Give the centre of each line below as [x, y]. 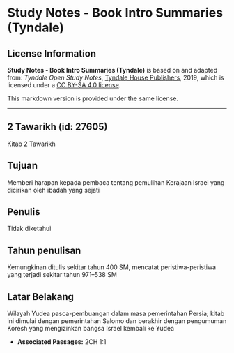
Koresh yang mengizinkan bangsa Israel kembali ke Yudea [91, 329]
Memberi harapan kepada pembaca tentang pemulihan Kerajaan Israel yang [116, 182]
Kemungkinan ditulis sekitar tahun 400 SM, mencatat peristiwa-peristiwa [112, 267]
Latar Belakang [41, 297]
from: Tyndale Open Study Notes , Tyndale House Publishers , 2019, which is [116, 77]
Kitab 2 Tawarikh [31, 144]
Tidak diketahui [29, 229]
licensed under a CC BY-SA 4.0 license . [64, 85]
